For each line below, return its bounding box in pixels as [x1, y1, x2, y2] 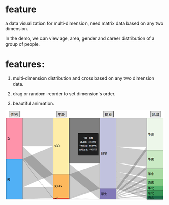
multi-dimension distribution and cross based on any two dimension [12, 75, 154, 81]
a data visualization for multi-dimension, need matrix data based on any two [5, 20, 163, 26]
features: [5, 59, 45, 70]
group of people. [5, 40, 40, 47]
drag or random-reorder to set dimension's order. [12, 90, 116, 97]
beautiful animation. [12, 100, 54, 106]
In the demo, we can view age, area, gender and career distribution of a [5, 35, 155, 42]
